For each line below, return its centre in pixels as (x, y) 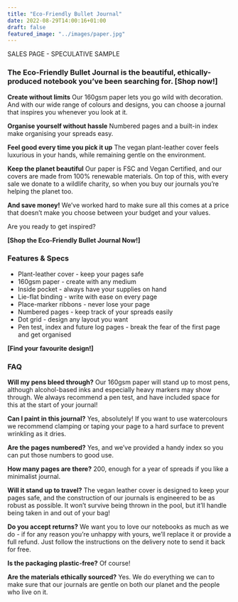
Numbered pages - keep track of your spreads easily (95, 312)
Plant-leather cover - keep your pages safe (81, 274)
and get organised (44, 334)
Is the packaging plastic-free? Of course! (69, 564)
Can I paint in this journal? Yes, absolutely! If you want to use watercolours (118, 419)
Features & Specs (38, 258)
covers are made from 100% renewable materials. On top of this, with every (118, 176)
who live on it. (28, 592)
